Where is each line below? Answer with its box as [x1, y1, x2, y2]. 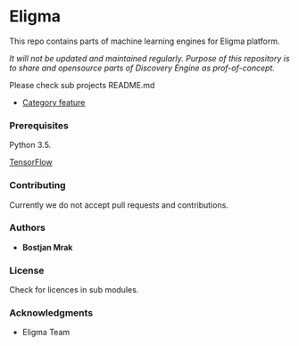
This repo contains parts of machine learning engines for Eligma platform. [9, 36, 280, 46]
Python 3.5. [9, 140, 52, 151]
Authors [9, 221, 46, 234]
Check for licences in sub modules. [9, 284, 139, 295]
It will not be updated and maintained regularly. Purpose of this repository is [9, 53, 290, 63]
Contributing [9, 179, 66, 192]
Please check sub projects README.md [9, 79, 155, 90]
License [9, 264, 45, 276]
